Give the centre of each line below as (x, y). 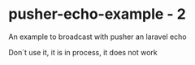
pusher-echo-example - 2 (97, 14)
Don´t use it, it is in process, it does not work (83, 52)
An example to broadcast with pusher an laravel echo (97, 37)
